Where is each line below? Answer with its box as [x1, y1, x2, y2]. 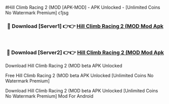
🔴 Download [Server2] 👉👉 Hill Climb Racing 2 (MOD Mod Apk [7, 49, 164, 56]
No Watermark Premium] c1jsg [5, 10, 69, 16]
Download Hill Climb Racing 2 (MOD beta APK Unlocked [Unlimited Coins [5, 87, 158, 93]
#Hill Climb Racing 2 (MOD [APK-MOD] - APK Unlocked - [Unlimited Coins [5, 5, 160, 10]
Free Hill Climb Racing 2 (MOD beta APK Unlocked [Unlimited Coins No [5, 72, 154, 78]
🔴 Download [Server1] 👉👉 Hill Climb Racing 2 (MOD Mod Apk [7, 22, 164, 29]
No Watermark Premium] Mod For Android [5, 93, 94, 99]
